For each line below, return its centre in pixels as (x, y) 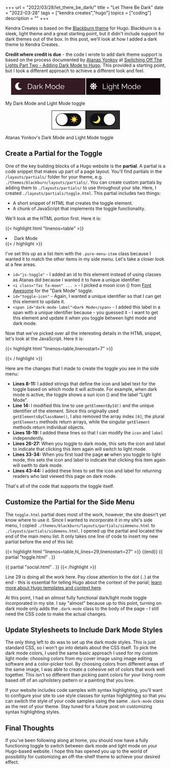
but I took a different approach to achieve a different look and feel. (75, 71)
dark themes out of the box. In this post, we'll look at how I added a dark (81, 39)
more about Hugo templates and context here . (54, 587)
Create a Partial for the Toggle (54, 154)
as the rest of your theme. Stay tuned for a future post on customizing (79, 707)
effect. (12, 762)
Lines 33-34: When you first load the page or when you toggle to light (87, 454)
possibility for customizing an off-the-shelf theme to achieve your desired (83, 757)
